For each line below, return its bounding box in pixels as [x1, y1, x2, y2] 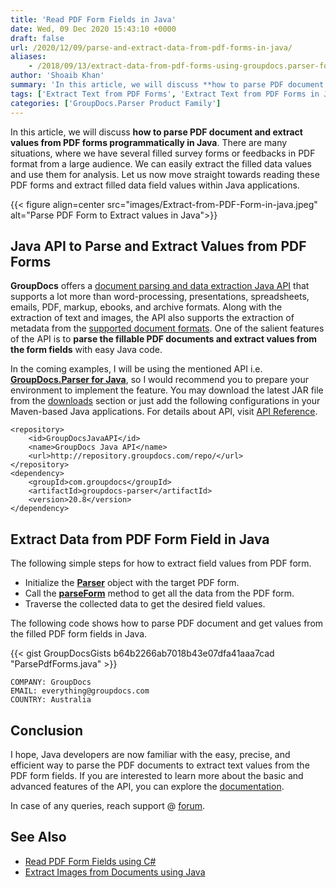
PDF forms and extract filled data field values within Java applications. [10, 179, 300, 191]
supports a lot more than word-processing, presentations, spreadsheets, [10, 291, 310, 303]
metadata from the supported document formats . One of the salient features [10, 322, 325, 335]
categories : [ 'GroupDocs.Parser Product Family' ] [10, 98, 222, 108]
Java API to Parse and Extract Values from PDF [10, 237, 307, 255]
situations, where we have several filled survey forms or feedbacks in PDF [10, 147, 316, 159]
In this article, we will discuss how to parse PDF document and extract [10, 126, 303, 138]
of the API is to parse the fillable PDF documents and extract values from [10, 333, 318, 345]
